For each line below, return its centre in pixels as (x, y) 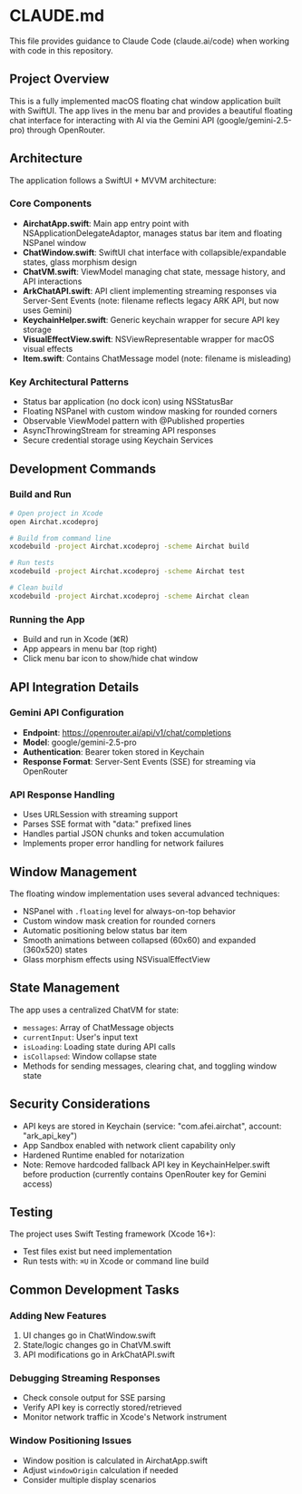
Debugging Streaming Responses (85, 1378)
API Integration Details (74, 687)
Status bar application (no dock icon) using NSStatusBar (128, 402)
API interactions (52, 281)
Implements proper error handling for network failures (123, 844)
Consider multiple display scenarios (89, 1479)
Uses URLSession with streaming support (100, 815)
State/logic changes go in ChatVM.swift (97, 1345)
